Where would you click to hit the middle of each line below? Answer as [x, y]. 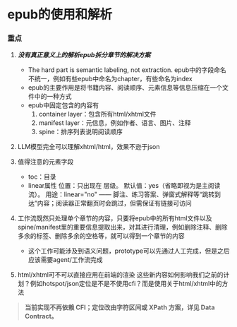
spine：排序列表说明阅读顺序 [81, 132]
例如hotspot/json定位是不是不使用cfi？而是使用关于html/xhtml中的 [126, 284]
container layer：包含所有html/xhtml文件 [97, 114]
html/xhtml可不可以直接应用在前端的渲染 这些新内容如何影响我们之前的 [120, 275]
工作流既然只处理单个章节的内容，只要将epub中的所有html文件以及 [115, 218]
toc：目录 [42, 177]
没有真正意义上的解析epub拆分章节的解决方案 [84, 55]
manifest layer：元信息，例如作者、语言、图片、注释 [115, 123]
